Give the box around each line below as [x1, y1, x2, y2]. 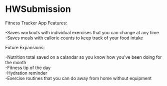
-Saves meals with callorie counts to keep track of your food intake [5, 35, 143, 41]
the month [5, 59, 26, 65]
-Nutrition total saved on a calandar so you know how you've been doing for [5, 54, 162, 60]
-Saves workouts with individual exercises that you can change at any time [5, 29, 159, 35]
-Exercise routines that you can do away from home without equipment [5, 75, 152, 81]
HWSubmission [5, 3, 71, 15]
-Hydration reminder [5, 70, 47, 76]
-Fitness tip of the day [5, 65, 51, 71]
